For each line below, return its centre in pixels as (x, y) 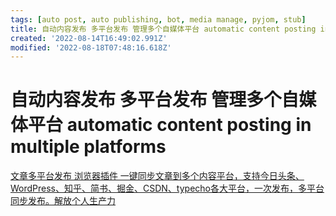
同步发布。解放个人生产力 (63, 201)
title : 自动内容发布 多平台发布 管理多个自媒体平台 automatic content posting (163, 29)
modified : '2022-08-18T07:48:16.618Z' (91, 47)
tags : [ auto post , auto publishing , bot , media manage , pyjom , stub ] (158, 19)
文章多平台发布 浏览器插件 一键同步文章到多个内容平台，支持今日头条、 (157, 176)
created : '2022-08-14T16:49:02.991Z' (89, 38)
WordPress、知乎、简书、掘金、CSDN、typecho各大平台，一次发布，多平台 (167, 188)
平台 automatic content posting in (170, 125)
